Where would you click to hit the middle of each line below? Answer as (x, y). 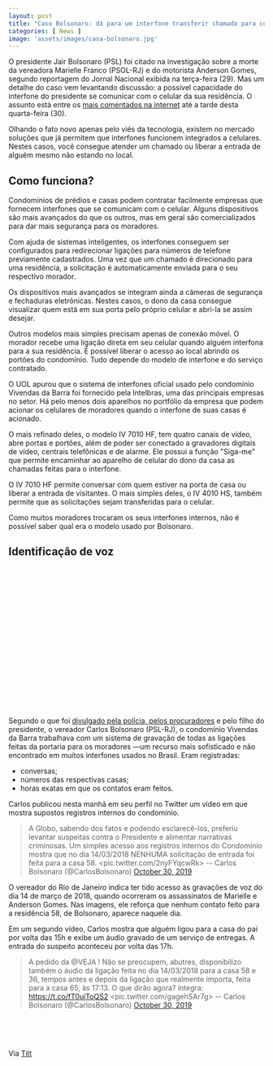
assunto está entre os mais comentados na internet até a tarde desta (123, 105)
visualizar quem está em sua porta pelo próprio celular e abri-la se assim (130, 310)
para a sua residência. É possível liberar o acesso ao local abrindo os (124, 351)
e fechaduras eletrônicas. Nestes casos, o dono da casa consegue (120, 301)
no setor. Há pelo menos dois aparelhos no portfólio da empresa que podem (136, 401)
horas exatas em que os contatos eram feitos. (97, 788)
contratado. (28, 368)
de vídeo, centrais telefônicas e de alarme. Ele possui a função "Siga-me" (132, 452)
